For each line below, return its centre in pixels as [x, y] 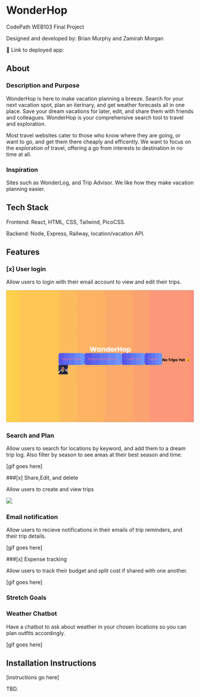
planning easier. [26, 189]
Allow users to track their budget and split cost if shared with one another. [97, 571]
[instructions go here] [33, 677]
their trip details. [26, 536]
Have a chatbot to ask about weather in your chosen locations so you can [96, 627]
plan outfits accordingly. [36, 633]
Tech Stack [27, 208]
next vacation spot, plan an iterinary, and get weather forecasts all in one [96, 105]
